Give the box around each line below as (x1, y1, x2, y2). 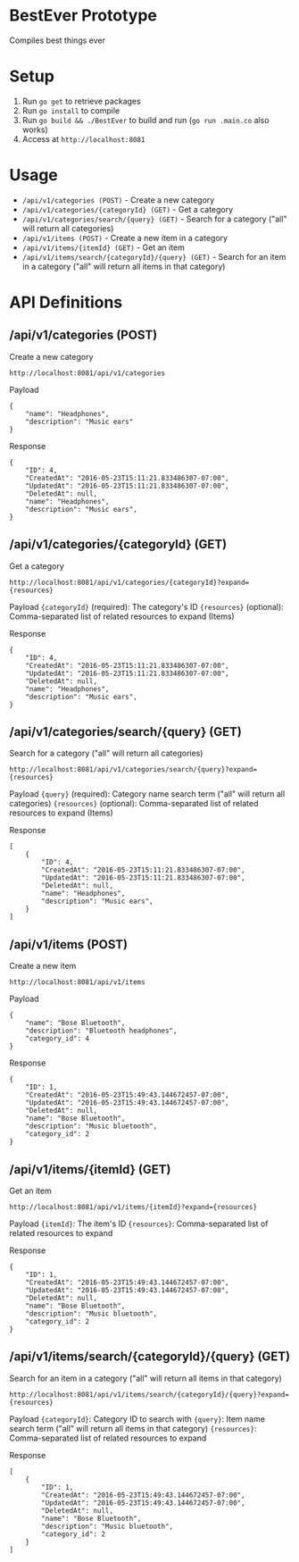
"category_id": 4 (25, 1034, 90, 1043)
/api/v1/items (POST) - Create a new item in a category (21, 232, 228, 243)
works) (21, 124, 49, 135)
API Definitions (9, 292, 123, 313)
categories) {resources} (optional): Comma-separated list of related (9, 798, 259, 809)
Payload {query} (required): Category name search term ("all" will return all (9, 789, 286, 799)
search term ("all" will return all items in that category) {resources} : (9, 1423, 257, 1433)
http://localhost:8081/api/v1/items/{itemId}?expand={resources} (9, 1203, 257, 1212)
